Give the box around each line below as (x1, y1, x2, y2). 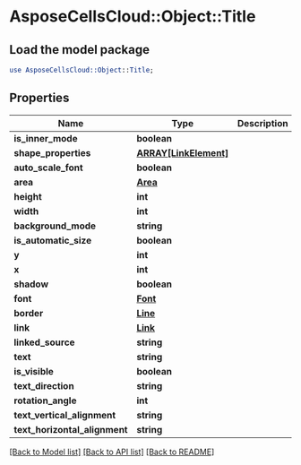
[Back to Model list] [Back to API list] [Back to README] (9, 446, 215, 457)
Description (236, 116, 288, 129)
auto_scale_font (13, 161, 83, 174)
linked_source (13, 336, 75, 349)
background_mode (13, 220, 97, 232)
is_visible (13, 365, 54, 377)
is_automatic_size (13, 234, 92, 246)
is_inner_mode (13, 132, 78, 144)
